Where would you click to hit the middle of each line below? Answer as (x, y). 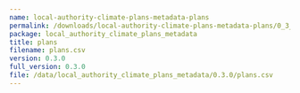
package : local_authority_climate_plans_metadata (104, 34)
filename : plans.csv (48, 50)
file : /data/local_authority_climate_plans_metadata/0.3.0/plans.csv (142, 75)
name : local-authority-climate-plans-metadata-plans (109, 17)
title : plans (33, 42)
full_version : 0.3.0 (48, 67)
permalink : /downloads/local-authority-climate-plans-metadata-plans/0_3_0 (153, 26)
